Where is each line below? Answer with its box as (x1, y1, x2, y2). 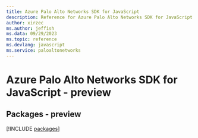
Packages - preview (6, 109, 81, 120)
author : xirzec (6, 20, 44, 26)
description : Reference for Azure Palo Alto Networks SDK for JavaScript (6, 14, 193, 20)
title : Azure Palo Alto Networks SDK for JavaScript (6, 8, 140, 15)
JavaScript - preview (6, 86, 112, 99)
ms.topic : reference (6, 36, 58, 42)
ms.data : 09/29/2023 (6, 31, 58, 37)
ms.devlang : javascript (6, 42, 65, 48)
